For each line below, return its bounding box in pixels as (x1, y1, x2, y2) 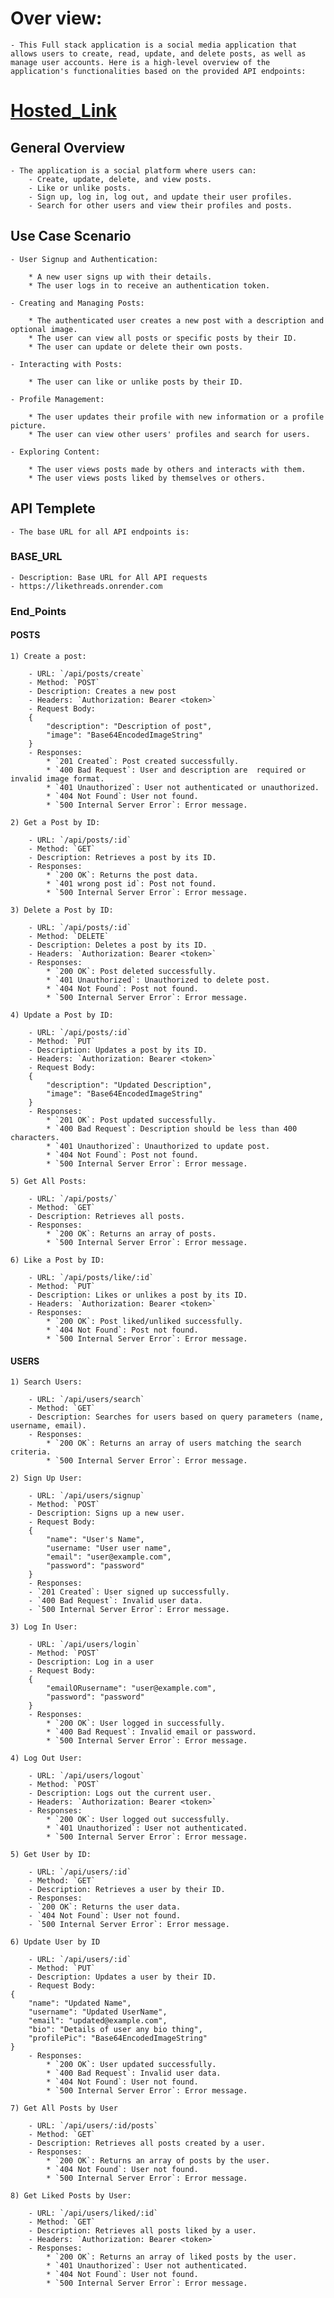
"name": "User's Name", (46, 1535, 145, 1545)
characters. (10, 1132, 60, 1142)
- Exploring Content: (10, 447, 101, 457)
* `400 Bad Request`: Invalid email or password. (46, 1727, 257, 1737)
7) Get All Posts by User (10, 2103, 118, 2114)
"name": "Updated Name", (28, 1998, 132, 2009)
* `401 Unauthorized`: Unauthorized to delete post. (46, 975, 271, 985)
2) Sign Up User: (10, 1473, 83, 1484)
